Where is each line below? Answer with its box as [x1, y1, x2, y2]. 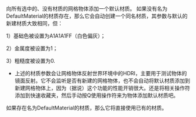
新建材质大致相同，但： [6, 20, 63, 26]
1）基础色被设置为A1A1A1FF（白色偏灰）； [6, 32, 106, 39]
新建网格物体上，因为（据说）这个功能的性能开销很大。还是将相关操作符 [14, 85, 190, 91]
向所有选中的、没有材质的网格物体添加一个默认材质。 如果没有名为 [6, 5, 168, 12]
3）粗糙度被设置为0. [6, 58, 56, 64]
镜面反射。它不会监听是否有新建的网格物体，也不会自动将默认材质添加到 [14, 77, 190, 84]
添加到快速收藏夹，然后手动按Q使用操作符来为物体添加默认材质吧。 [14, 92, 179, 99]
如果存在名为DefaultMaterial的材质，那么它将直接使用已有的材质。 [6, 105, 167, 111]
